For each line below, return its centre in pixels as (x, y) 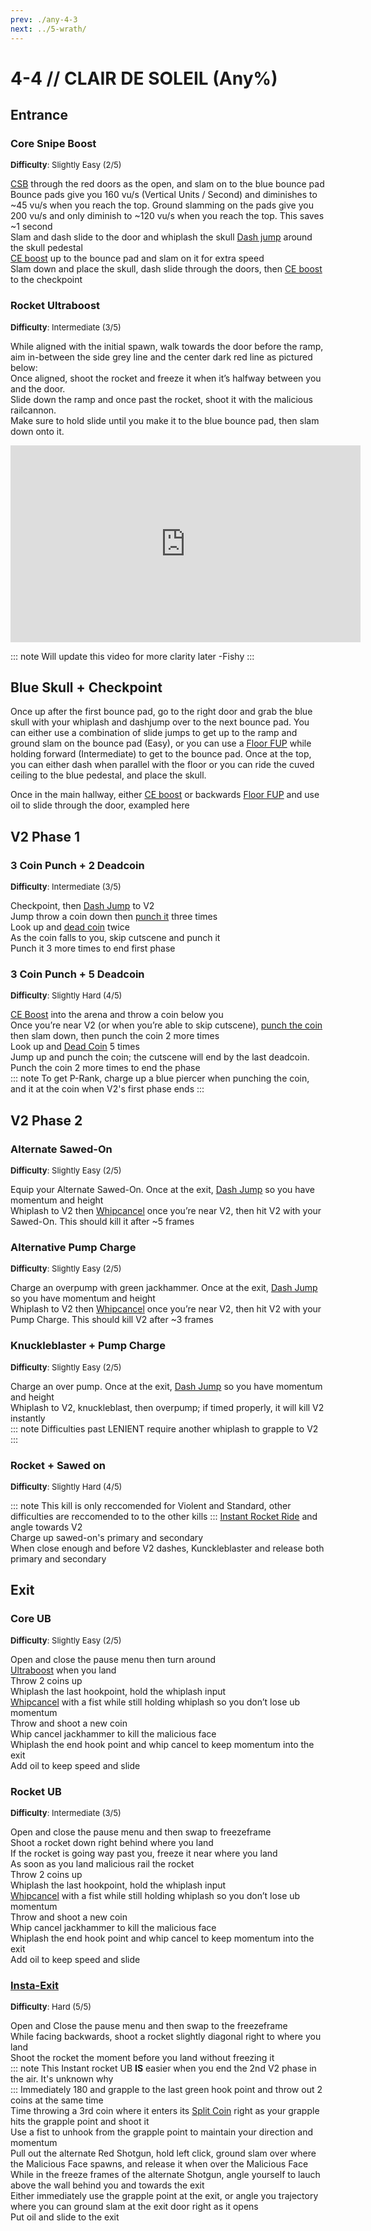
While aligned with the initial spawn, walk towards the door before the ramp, (167, 346)
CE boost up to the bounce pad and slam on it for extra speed (137, 258)
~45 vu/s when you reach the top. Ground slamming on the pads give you (162, 205)
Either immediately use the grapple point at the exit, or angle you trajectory (164, 2196)
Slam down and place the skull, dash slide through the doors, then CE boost (166, 269)
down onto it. (37, 431)
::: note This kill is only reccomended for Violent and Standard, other (151, 1506)
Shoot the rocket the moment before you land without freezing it (142, 2058)
